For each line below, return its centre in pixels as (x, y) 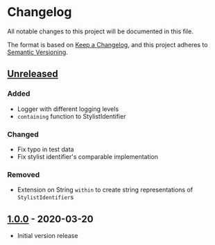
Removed (24, 174)
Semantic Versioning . (37, 52)
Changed (23, 134)
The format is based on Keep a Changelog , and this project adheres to (108, 44)
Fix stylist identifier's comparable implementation (87, 156)
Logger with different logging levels (68, 109)
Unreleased (33, 74)
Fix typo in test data (45, 149)
